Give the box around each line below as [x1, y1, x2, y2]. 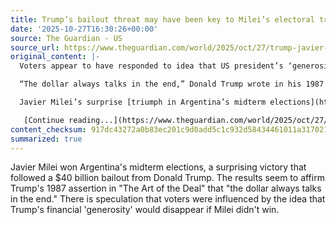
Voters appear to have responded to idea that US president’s [19, 61, 284, 71]
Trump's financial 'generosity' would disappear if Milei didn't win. [10, 204, 280, 216]
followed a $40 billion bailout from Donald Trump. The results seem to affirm [10, 172, 325, 184]
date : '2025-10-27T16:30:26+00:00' [10, 24, 159, 34]
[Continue [23, 115, 65, 125]
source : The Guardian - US [10, 33, 123, 43]
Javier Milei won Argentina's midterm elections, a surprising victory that [10, 161, 307, 173]
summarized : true [10, 134, 83, 144]
